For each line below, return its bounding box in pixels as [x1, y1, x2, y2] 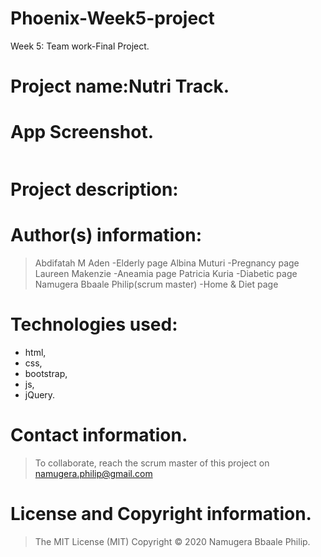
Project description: [10, 178, 179, 201]
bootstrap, [24, 368, 68, 380]
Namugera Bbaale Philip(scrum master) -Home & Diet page [34, 278, 279, 291]
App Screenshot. [10, 121, 155, 144]
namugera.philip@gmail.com [34, 468, 153, 480]
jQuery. [24, 389, 56, 401]
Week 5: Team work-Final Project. [10, 40, 150, 52]
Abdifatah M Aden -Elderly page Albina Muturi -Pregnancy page [34, 257, 300, 269]
